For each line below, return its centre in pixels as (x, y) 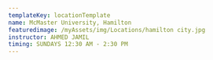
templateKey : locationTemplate (59, 15)
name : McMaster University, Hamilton (70, 23)
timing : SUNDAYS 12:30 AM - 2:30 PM (68, 44)
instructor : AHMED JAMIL (49, 37)
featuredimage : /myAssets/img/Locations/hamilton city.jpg (107, 30)
